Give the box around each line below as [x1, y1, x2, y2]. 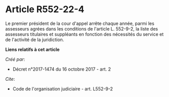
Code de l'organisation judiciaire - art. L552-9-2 [12, 85, 113, 92]
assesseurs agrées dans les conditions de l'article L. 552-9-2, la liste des [5, 25, 158, 31]
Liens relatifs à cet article [5, 46, 60, 52]
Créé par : [5, 56, 25, 62]
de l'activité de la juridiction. [5, 37, 64, 43]
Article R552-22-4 [5, 4, 85, 15]
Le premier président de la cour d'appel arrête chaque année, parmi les [5, 20, 155, 26]
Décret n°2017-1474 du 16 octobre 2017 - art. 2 [12, 66, 111, 72]
